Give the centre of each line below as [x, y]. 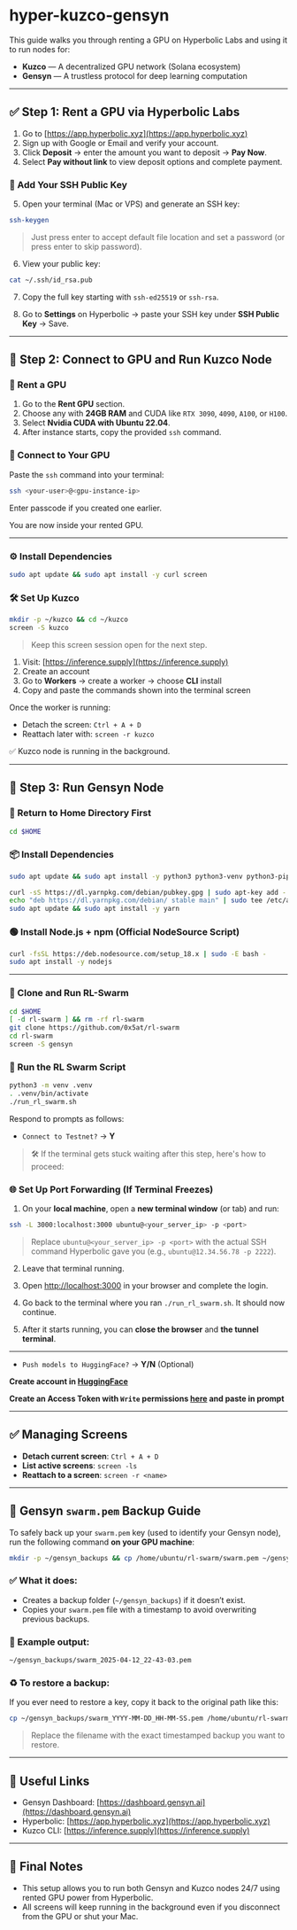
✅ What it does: [43, 1581]
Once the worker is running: [60, 707]
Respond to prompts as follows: [67, 1118]
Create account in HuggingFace [69, 1381]
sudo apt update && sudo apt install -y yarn [94, 909]
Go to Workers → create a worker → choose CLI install [122, 681]
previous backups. [56, 1619]
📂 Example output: [49, 1642]
